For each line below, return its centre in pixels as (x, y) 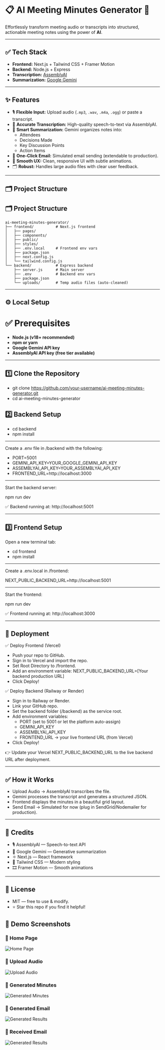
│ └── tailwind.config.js (34, 261)
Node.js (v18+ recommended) (43, 337)
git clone (21, 388)
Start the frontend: (24, 594)
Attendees (30, 135)
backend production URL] (38, 676)
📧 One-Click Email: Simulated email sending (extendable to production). (85, 155)
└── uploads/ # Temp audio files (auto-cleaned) (71, 283)
